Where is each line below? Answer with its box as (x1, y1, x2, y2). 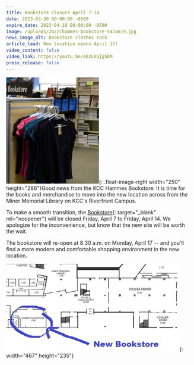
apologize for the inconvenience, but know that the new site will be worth (6, 221, 185, 229)
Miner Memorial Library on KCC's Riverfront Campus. (6, 197, 136, 204)
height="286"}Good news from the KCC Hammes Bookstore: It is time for (6, 185, 186, 192)
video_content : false (6, 48, 60, 54)
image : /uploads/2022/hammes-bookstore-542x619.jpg (6, 29, 136, 35)
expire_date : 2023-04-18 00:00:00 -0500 (6, 22, 108, 28)
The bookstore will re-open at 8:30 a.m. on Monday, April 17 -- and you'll (6, 239, 184, 247)
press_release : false (6, 60, 60, 65)
